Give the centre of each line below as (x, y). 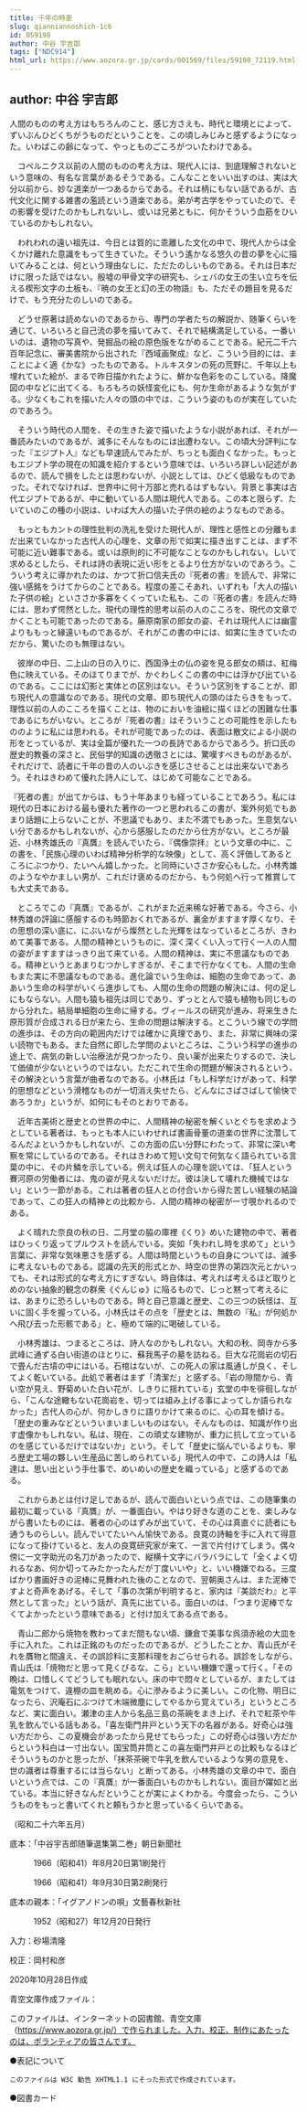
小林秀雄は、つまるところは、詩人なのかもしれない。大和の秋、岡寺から (153, 1343)
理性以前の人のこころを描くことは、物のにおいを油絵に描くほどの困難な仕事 (153, 709)
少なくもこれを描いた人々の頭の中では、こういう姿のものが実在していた (161, 399)
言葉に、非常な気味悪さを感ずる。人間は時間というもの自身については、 (145, 1254)
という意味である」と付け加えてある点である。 (145, 1614)
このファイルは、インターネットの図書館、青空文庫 (106, 2018)
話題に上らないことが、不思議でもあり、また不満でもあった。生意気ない (161, 819)
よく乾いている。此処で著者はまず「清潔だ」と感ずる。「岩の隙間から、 (151, 1377)
